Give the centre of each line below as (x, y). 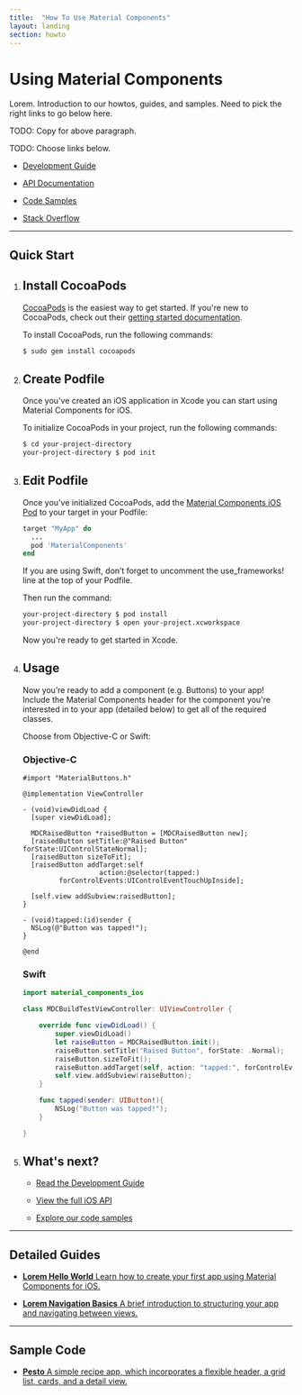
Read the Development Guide (90, 1183)
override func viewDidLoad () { (98, 1026)
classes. (38, 718)
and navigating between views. (80, 1313)
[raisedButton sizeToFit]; (81, 857)
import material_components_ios (83, 993)
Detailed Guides (55, 1255)
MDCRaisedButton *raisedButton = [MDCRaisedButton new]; (140, 834)
